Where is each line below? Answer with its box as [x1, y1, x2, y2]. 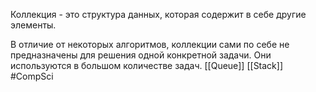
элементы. [10, 19, 57, 31]
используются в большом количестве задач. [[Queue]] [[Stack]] [10, 60, 284, 71]
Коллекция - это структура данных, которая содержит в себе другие [10, 9, 307, 20]
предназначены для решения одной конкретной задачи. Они [10, 49, 272, 61]
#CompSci [10, 70, 54, 82]
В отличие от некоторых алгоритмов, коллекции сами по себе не [10, 39, 290, 50]
